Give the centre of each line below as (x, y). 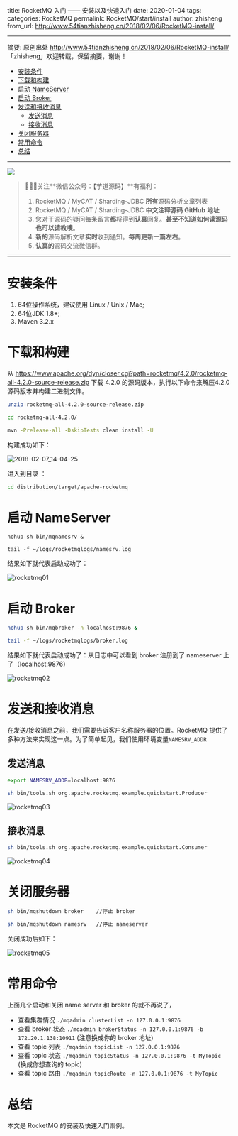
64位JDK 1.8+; (39, 313)
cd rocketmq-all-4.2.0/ (42, 417)
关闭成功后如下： (32, 939)
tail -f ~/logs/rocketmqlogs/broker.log (68, 641)
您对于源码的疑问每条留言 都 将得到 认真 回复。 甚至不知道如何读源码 (131, 219)
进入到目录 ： (27, 474)
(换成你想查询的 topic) (50, 1064)
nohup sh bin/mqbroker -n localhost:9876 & (73, 628)
